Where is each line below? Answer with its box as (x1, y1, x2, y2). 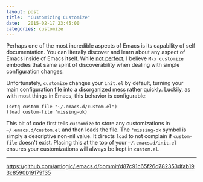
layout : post (6, 8, 39, 15)
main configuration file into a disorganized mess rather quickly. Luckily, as (6, 86, 191, 93)
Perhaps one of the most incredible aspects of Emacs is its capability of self (6, 42, 195, 49)
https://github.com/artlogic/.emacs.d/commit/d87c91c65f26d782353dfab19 (6, 163, 195, 170)
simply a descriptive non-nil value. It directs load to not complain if (6, 133, 172, 140)
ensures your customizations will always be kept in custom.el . (6, 145, 160, 152)
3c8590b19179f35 (6, 169, 51, 177)
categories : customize (6, 25, 63, 32)
